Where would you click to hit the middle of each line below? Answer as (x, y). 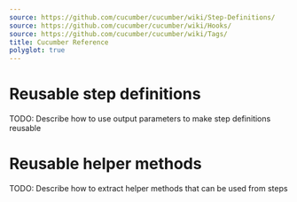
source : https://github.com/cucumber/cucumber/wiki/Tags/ (118, 34)
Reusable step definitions (105, 94)
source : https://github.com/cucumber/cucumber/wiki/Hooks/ (121, 26)
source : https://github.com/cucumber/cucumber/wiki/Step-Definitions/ (142, 17)
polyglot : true (37, 50)
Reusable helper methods (106, 164)
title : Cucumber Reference (59, 42)
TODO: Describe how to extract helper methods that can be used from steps (148, 188)
